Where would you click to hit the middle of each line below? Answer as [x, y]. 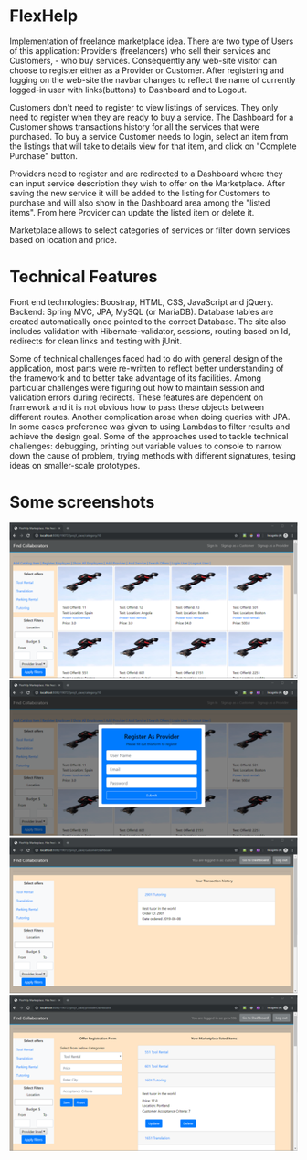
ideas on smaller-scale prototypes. [75, 465]
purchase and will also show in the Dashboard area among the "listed [140, 203]
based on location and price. [63, 239]
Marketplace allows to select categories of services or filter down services [150, 230]
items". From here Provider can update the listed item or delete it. [132, 212]
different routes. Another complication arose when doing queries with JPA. [150, 417]
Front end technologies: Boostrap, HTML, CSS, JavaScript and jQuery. [142, 301]
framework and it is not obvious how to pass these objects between [137, 406]
